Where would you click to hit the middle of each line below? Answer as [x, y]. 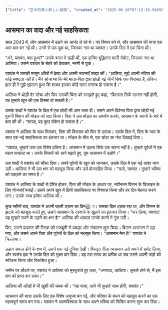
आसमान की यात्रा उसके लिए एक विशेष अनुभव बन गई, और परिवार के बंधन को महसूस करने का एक [81, 296]
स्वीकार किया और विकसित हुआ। [31, 260]
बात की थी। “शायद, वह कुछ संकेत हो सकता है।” [44, 122]
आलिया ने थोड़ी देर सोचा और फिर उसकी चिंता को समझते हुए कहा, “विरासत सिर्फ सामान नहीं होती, [82, 95]
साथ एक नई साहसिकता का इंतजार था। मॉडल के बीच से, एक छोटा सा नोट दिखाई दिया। [74, 137]
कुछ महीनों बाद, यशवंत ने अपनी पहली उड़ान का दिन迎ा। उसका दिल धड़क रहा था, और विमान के [82, 207]
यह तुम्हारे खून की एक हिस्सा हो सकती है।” [39, 100]
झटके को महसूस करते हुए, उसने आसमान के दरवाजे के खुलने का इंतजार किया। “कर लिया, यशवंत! [82, 212]
